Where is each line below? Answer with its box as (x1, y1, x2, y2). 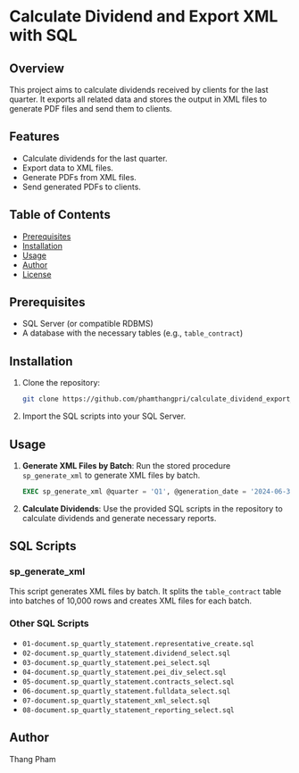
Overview (9, 61, 65, 76)
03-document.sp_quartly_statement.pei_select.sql (21, 658, 212, 667)
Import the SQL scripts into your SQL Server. (21, 411, 187, 421)
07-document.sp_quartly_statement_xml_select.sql (21, 696, 212, 705)
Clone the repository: (21, 378, 101, 388)
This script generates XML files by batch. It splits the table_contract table (9, 586, 282, 596)
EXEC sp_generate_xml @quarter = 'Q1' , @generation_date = (21, 486, 247, 496)
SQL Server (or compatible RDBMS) (21, 319, 154, 329)
